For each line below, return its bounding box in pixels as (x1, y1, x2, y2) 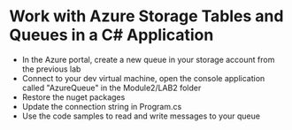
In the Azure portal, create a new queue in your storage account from (21, 54, 275, 65)
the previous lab (21, 64, 81, 74)
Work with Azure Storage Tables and (9, 6, 284, 27)
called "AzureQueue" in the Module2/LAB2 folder (21, 82, 202, 93)
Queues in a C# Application (9, 25, 214, 45)
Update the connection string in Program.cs (21, 101, 182, 111)
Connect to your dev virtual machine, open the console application (21, 73, 265, 83)
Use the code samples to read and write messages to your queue (21, 111, 261, 121)
